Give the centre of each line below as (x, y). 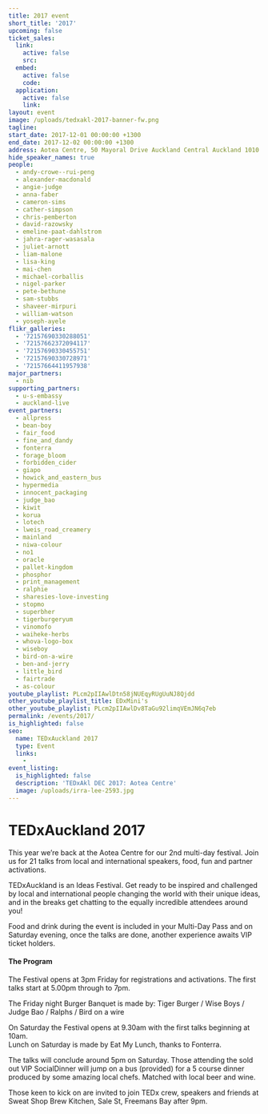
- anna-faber (37, 194)
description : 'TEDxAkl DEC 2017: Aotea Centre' (96, 783)
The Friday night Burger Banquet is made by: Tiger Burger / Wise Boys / (127, 1003)
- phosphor (34, 575)
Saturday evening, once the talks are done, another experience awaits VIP (130, 934)
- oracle (30, 559)
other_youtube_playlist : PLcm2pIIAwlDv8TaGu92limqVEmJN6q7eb (112, 709)
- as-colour (36, 686)
